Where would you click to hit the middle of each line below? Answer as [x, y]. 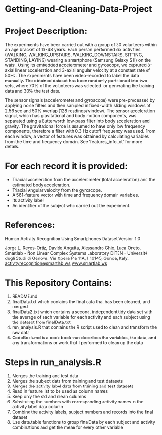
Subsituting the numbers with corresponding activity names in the [78, 402]
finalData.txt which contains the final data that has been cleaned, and [81, 301]
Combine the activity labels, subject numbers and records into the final [82, 412]
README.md [25, 296]
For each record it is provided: [66, 166]
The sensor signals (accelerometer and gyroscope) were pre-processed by [80, 100]
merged [20, 306]
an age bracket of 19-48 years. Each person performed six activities [73, 50]
